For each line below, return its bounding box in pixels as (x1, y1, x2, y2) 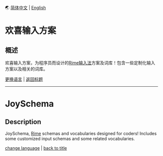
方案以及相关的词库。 (5, 66, 48, 72)
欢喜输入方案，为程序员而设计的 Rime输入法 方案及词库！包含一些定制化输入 (5, 60, 155, 65)
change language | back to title (5, 145, 67, 151)
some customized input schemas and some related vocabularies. (5, 136, 135, 141)
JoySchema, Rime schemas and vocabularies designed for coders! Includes (5, 131, 157, 136)
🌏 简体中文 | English (5, 5, 46, 10)
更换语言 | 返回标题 (5, 77, 43, 82)
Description (5, 117, 41, 126)
